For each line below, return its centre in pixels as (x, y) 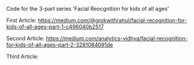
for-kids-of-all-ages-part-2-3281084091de (60, 45)
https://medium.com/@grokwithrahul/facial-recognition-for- (112, 20)
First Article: (21, 20)
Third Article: (22, 56)
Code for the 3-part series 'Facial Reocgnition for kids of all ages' (88, 9)
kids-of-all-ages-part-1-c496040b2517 (55, 27)
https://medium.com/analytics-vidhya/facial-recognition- (117, 38)
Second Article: (26, 38)
